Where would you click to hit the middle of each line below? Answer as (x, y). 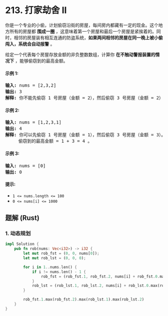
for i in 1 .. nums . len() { (50, 267)
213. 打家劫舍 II (36, 10)
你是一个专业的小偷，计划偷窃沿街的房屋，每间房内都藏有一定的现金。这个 (82, 25)
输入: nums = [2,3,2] (31, 85)
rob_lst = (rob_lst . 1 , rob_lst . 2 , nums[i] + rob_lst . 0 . (91, 286)
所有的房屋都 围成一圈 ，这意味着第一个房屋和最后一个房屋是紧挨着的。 (83, 31)
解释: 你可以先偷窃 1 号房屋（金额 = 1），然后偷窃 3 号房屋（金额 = (79, 135)
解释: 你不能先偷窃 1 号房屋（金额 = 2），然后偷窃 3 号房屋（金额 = (79, 98)
